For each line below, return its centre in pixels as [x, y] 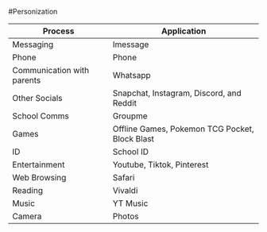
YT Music [130, 203]
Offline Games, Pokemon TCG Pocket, [183, 129]
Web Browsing [39, 178]
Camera [27, 216]
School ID [131, 152]
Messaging [33, 44]
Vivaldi [125, 190]
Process [58, 31]
